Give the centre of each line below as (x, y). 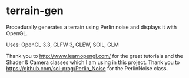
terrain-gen (35, 11)
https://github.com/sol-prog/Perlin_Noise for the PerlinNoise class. (87, 68)
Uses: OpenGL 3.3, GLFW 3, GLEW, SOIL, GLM (62, 45)
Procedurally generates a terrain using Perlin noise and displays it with (92, 27)
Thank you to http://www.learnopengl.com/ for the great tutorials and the (95, 56)
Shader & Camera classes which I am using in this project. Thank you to (93, 62)
